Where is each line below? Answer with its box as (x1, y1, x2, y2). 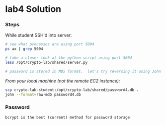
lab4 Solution (5, 3, 62, 15)
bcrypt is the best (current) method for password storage (5, 115, 130, 120)
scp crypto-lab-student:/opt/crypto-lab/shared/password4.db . (5, 87, 139, 92)
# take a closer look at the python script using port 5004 (5, 55, 133, 60)
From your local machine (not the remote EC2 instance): (5, 78, 120, 83)
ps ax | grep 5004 (5, 46, 43, 51)
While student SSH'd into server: (5, 32, 72, 38)
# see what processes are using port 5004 (5, 42, 94, 47)
